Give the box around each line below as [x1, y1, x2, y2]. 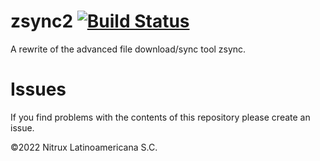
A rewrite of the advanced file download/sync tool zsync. [10, 43, 247, 55]
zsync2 [10, 10, 74, 33]
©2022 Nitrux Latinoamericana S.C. [10, 141, 158, 153]
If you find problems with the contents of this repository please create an [10, 111, 311, 123]
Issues [10, 78, 67, 101]
